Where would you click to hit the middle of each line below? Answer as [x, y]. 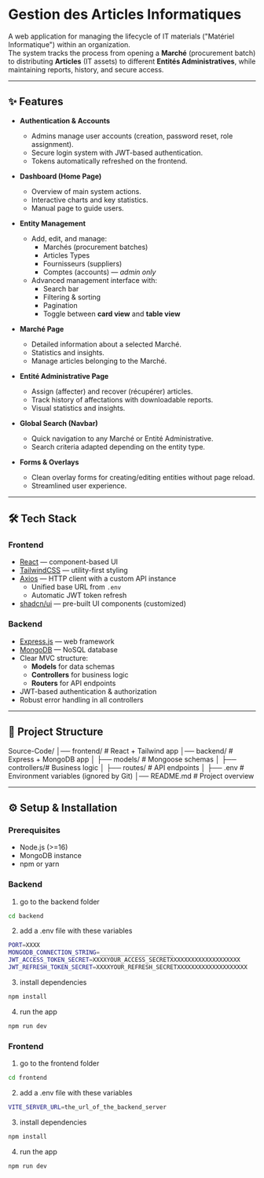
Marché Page [42, 328]
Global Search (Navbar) [59, 423]
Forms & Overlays [49, 462]
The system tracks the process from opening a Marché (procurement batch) [132, 53]
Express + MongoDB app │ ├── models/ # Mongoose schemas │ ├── [123, 759]
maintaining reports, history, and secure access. [86, 69]
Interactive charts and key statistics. [90, 200]
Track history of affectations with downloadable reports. [122, 399]
